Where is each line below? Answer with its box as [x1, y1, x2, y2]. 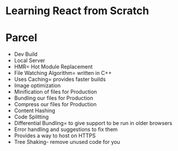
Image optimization [14, 82, 61, 89]
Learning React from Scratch [5, 4, 150, 18]
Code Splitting [14, 113, 49, 120]
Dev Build [14, 51, 38, 58]
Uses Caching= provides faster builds [14, 75, 106, 83]
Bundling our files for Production [14, 94, 94, 101]
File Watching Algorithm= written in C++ [14, 70, 112, 77]
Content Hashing [14, 107, 55, 114]
